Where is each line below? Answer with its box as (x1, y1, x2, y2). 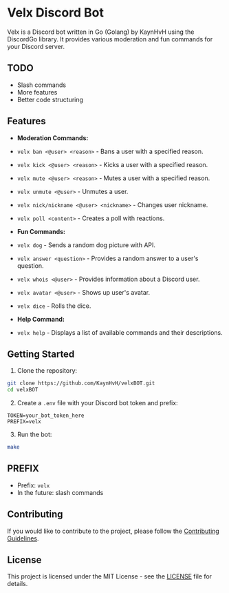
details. (7, 580, 28, 588)
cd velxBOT (7, 387, 39, 393)
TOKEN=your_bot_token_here (7, 412, 85, 419)
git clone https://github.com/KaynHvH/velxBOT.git (7, 380, 155, 387)
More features (17, 88, 58, 96)
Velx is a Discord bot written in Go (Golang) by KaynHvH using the (7, 28, 195, 36)
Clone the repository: (17, 367, 78, 375)
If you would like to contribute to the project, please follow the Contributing (7, 527, 220, 535)
